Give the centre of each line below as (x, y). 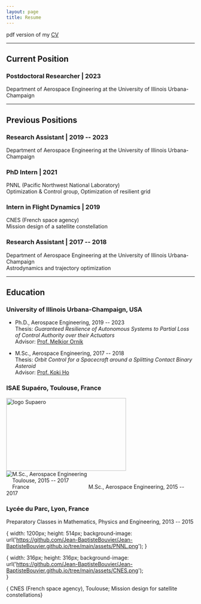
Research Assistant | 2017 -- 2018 (57, 242)
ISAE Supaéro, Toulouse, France (54, 388)
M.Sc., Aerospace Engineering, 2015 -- (136, 486)
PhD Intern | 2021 (32, 172)
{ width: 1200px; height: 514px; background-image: (69, 533)
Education (26, 293)
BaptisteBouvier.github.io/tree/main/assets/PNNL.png (72, 546)
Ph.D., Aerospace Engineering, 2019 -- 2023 (69, 322)
